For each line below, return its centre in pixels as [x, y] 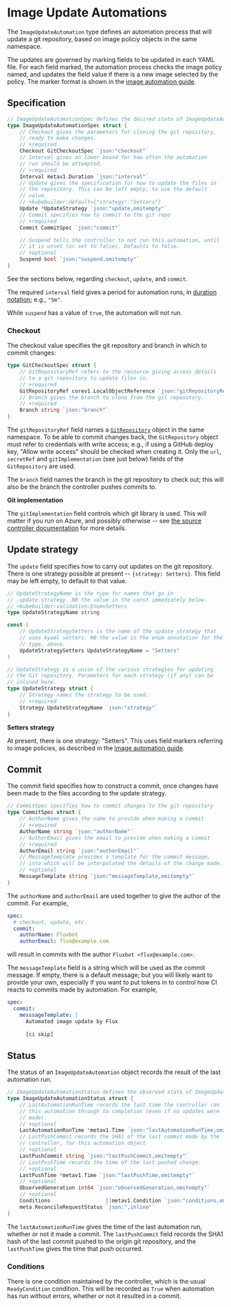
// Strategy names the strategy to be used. [84, 695]
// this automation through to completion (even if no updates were [120, 1111]
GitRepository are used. [41, 466]
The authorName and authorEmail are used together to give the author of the [114, 896]
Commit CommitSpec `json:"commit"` [70, 228]
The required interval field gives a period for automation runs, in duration [112, 292]
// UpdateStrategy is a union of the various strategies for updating [110, 669]
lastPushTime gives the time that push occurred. [75, 1249]
